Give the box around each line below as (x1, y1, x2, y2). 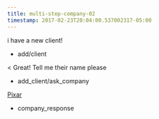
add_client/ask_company (17, 76, 90, 85)
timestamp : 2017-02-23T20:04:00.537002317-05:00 (7, 17, 152, 24)
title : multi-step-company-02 (7, 10, 96, 17)
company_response (17, 104, 75, 112)
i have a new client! (7, 36, 63, 44)
